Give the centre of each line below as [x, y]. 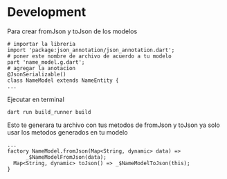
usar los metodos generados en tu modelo [67, 132]
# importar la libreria [42, 44]
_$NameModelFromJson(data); [66, 157]
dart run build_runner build [49, 112]
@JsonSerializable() [37, 74]
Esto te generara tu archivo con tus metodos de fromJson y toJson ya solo [113, 125]
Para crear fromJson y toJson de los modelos [72, 31]
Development [47, 12]
